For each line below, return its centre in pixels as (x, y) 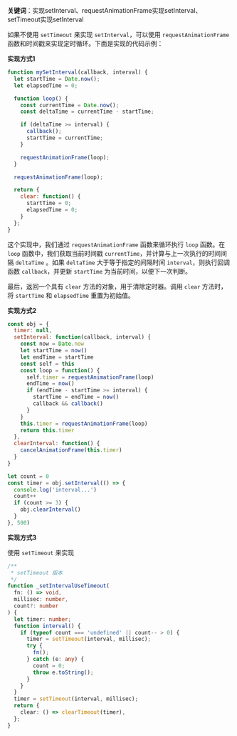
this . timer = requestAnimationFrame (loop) (84, 424)
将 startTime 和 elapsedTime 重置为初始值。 (71, 295)
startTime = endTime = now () (76, 397)
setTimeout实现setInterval (46, 19)
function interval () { (47, 626)
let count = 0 (28, 476)
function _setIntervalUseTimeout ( (59, 586)
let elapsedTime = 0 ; (46, 85)
